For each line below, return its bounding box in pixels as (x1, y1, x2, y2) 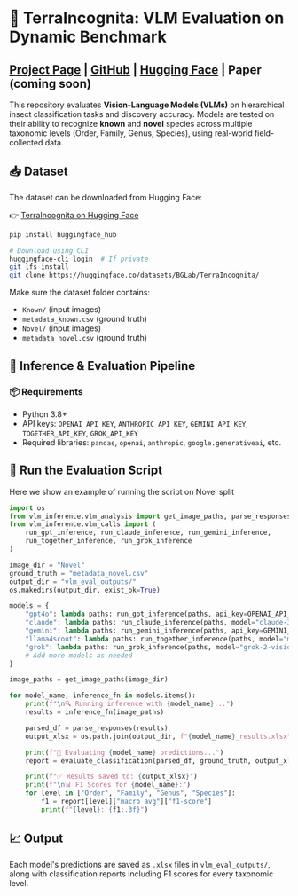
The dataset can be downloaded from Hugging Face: (9, 192, 202, 202)
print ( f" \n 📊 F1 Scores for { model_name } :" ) (25, 781, 192, 790)
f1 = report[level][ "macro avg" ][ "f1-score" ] (41, 798, 213, 806)
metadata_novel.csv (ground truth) (21, 333, 148, 343)
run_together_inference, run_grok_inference (25, 537, 192, 546)
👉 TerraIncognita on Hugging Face (9, 209, 139, 220)
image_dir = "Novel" (9, 561, 86, 570)
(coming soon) (9, 75, 91, 91)
